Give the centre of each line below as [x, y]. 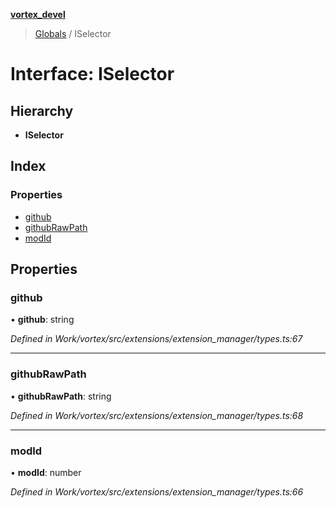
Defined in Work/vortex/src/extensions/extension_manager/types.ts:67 [156, 339]
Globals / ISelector [73, 33]
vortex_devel [38, 14]
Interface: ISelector [92, 74]
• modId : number [46, 472]
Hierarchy [42, 110]
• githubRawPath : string [61, 396]
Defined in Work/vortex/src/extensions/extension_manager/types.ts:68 [157, 415]
